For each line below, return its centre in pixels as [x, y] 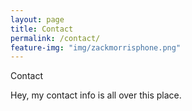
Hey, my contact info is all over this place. [96, 95]
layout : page [37, 19]
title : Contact [42, 29]
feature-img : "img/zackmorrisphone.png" [96, 47]
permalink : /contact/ [55, 38]
